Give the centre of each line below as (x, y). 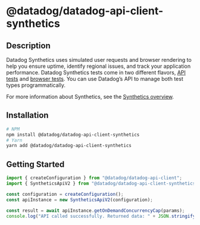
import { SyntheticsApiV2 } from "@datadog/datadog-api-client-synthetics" (102, 183)
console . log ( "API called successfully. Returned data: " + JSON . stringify (101, 216)
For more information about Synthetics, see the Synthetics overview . (90, 97)
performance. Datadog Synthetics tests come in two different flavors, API (96, 72)
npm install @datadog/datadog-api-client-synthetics (73, 135)
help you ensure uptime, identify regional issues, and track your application (99, 66)
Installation (27, 115)
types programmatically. (36, 85)
